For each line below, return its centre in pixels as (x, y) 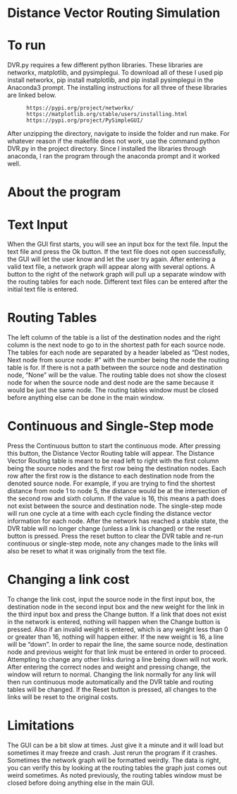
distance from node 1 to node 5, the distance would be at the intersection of (117, 491)
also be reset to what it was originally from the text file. (87, 551)
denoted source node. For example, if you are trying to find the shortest (111, 483)
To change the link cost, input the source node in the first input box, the (111, 599)
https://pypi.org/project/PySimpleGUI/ (84, 121)
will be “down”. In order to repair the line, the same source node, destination (117, 645)
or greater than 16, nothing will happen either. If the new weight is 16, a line (116, 637)
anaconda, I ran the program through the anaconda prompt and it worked (114, 156)
